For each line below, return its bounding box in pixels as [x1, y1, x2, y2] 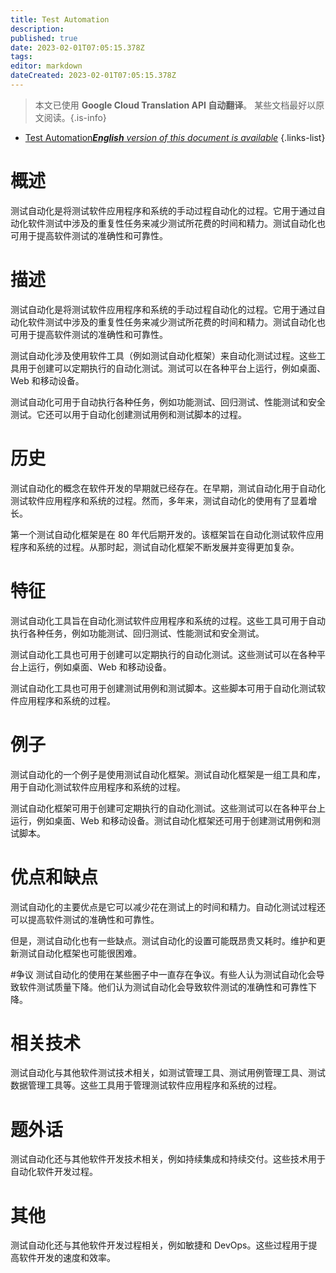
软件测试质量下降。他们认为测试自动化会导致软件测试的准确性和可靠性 [18, 981, 308, 993]
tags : [10, 52, 33, 62]
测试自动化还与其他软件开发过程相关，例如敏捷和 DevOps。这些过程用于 [10, 1239, 309, 1251]
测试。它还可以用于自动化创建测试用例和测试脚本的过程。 [10, 408, 247, 420]
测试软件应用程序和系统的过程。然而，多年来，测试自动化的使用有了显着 [10, 494, 308, 506]
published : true [10, 33, 78, 43]
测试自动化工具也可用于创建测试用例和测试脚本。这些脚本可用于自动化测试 [10, 682, 317, 694]
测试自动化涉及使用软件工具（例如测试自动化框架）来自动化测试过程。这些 [10, 349, 317, 361]
